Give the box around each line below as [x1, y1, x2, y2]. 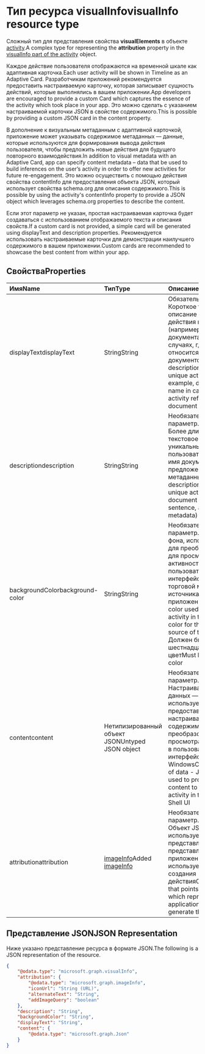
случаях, [168, 341, 194, 349]
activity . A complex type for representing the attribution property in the [6, 44, 185, 51]
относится [168, 348, 200, 356]
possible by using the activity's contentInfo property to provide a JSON [6, 191, 185, 198]
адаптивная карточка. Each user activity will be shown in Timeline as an [6, 68, 188, 76]
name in [168, 386, 191, 395]
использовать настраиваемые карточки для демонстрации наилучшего [6, 235, 195, 243]
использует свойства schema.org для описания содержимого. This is [6, 185, 186, 192]
